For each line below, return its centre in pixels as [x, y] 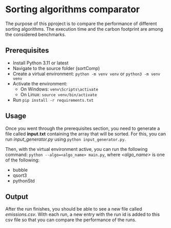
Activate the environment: [40, 83]
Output [17, 197]
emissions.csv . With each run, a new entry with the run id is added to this [83, 214]
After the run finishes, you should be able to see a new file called [74, 209]
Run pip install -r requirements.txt [53, 100]
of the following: [23, 160]
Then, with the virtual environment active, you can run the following [77, 149]
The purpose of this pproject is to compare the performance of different [81, 24]
